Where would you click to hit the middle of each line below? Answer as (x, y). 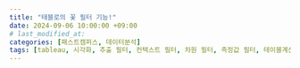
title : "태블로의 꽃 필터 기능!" (63, 17)
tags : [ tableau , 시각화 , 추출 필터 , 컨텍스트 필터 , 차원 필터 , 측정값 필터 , (135, 50)
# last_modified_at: (48, 34)
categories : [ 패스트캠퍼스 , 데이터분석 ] (75, 42)
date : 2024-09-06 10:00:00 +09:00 (74, 26)
